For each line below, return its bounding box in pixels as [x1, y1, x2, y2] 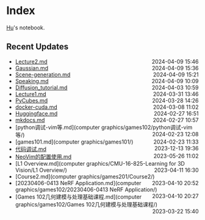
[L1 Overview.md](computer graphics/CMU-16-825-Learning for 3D [15, 159, 185, 167]
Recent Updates [6, 42, 69, 52]
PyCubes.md [15, 97, 48, 104]
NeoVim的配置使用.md [15, 153, 72, 160]
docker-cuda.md [15, 103, 58, 111]
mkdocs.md [15, 116, 45, 123]
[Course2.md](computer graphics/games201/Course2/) [15, 172, 155, 180]
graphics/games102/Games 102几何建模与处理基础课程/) [15, 200, 157, 208]
